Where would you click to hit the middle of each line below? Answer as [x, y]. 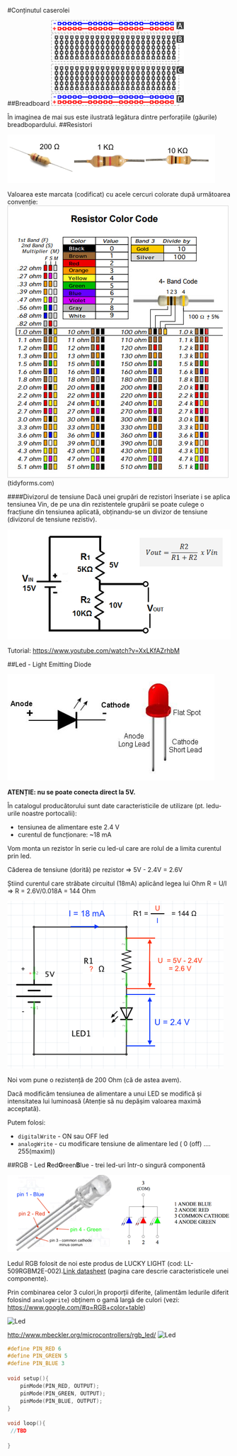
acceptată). [24, 1108]
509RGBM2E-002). [35, 1271]
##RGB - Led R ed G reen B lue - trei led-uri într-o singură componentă [106, 1165]
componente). [28, 1278]
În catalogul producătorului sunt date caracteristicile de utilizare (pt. [106, 805]
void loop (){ [27, 1423]
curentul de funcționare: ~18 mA [64, 834]
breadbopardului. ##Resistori [50, 125]
